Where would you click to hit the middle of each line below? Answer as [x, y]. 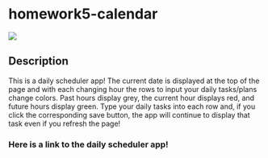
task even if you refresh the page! [65, 123]
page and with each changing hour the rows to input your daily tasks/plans [133, 89]
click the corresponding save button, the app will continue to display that [129, 114]
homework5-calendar [83, 14]
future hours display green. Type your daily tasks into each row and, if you [132, 106]
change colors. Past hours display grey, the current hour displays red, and [132, 98]
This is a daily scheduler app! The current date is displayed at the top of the [134, 81]
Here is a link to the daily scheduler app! [88, 144]
